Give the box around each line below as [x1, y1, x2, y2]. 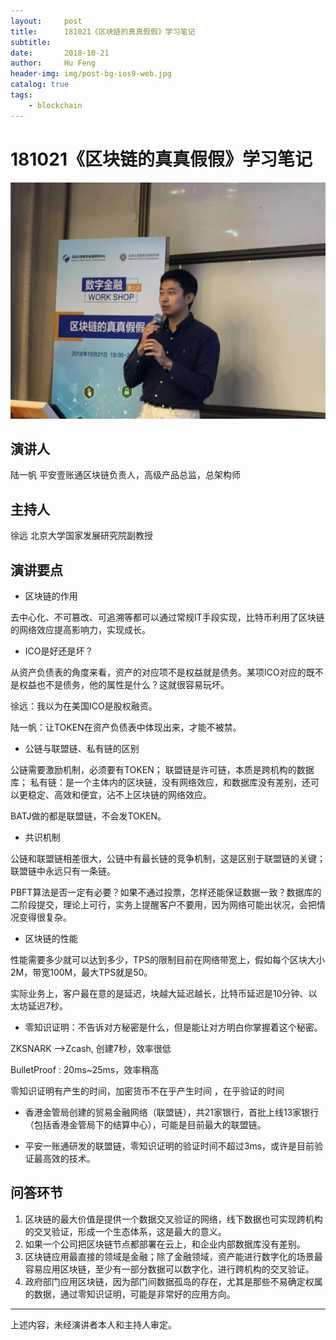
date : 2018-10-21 [10, 48, 110, 58]
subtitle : [10, 37, 52, 47]
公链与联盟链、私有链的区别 [24, 743, 140, 754]
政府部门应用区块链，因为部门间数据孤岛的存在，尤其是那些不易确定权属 [24, 1275, 323, 1287]
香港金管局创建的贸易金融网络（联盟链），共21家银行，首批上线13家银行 [24, 1106, 320, 1118]
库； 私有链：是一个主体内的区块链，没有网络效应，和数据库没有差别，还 [10, 776, 311, 788]
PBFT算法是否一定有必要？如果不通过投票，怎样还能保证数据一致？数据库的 [10, 886, 322, 898]
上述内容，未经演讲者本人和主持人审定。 [10, 1318, 177, 1330]
